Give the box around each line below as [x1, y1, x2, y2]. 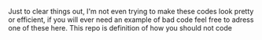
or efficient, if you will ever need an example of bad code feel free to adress [8, 15, 254, 24]
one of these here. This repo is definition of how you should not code [8, 24, 232, 32]
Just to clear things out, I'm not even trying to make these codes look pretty [8, 7, 254, 16]
